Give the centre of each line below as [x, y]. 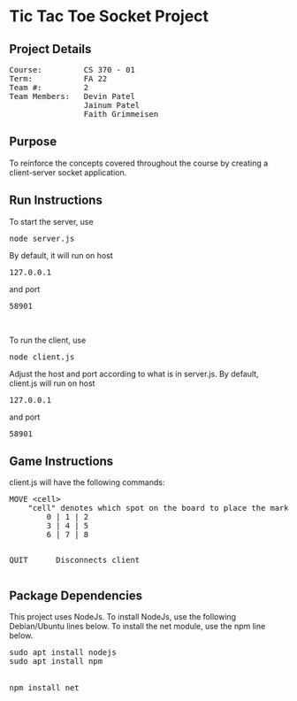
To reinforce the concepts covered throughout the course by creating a [139, 163]
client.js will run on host [52, 383]
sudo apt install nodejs [63, 653]
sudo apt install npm [56, 662]
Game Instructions [61, 462]
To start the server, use [52, 221]
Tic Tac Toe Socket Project [109, 16]
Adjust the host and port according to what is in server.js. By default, [134, 374]
